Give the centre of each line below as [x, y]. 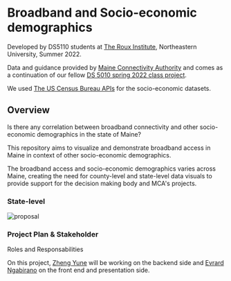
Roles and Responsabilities [45, 249]
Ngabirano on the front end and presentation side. [78, 270]
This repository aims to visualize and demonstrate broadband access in [109, 148]
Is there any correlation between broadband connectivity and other [103, 127]
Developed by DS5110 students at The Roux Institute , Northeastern [102, 46]
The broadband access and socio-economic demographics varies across [112, 169]
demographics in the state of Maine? [89, 134]
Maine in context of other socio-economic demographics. [89, 155]
